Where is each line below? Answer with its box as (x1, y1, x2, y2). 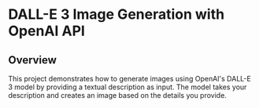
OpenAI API (8, 22, 85, 40)
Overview (8, 53, 57, 67)
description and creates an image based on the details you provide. (8, 91, 227, 99)
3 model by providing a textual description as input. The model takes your (8, 82, 247, 92)
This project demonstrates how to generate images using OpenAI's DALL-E (8, 74, 252, 83)
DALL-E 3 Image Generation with (8, 5, 225, 23)
